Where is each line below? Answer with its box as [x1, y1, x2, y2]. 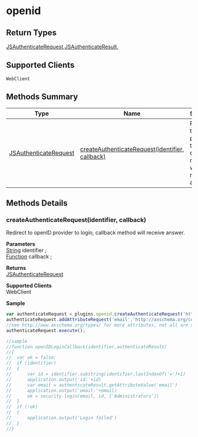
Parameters [6, 240, 35, 248]
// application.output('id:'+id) [6, 376, 101, 382]
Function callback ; [6, 253, 52, 260]
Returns [6, 264, 27, 272]
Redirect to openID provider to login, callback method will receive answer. [6, 229, 185, 236]
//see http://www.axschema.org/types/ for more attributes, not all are [6, 322, 189, 328]
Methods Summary [6, 92, 78, 102]
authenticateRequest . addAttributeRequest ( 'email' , [6, 317, 133, 323]
